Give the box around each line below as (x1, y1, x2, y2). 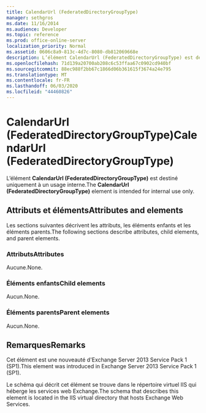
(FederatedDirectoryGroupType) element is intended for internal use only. (6, 188, 195, 195)
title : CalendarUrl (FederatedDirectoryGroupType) (6, 9, 139, 15)
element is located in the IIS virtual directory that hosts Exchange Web (6, 394, 184, 401)
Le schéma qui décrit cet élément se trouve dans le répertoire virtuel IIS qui (6, 381, 197, 388)
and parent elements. (6, 234, 60, 242)
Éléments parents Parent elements (6, 308, 110, 317)
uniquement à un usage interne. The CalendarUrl (6, 181, 129, 188)
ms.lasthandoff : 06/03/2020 (6, 83, 78, 89)
